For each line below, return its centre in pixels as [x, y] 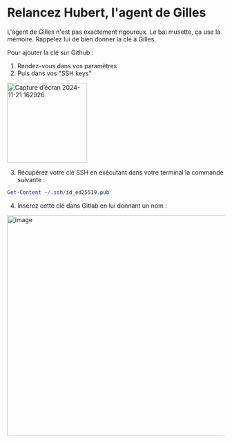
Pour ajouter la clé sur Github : [50, 52]
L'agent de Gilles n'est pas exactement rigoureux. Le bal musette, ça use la [114, 32]
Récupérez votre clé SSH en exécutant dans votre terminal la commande [120, 172]
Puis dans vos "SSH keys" [54, 73]
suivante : [31, 179]
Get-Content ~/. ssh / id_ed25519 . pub [58, 192]
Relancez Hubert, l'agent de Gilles [107, 13]
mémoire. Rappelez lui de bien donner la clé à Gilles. [82, 39]
